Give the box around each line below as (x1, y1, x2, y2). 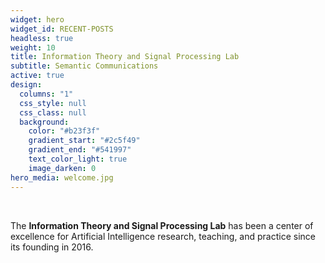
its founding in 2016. (10, 241, 94, 253)
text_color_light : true (28, 154, 128, 164)
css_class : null (19, 107, 87, 118)
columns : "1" (19, 89, 74, 99)
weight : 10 (10, 42, 56, 53)
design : (10, 80, 43, 90)
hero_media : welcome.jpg (10, 172, 114, 183)
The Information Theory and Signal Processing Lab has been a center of (10, 219, 314, 231)
